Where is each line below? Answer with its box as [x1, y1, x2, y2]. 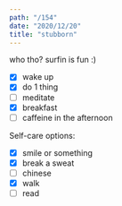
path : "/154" [9, 13, 58, 22]
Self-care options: [9, 130, 76, 141]
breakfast [21, 102, 58, 113]
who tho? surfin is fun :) [9, 55, 96, 65]
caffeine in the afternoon [21, 112, 113, 123]
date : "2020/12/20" [9, 21, 82, 30]
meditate [21, 91, 55, 103]
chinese [21, 167, 52, 178]
